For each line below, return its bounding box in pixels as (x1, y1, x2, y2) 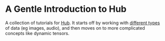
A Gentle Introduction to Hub (5, 3, 126, 15)
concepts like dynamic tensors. (5, 30, 70, 36)
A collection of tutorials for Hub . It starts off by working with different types (5, 20, 160, 26)
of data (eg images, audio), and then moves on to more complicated (5, 25, 145, 31)
